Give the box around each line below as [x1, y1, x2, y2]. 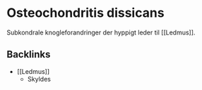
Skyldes [27, 75, 51, 83]
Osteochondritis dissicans [6, 5, 165, 21]
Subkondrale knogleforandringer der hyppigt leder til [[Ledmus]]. [6, 28, 196, 37]
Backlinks [6, 49, 51, 60]
